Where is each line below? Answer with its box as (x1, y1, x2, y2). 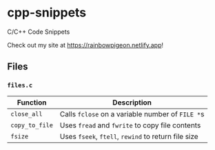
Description (112, 98, 152, 107)
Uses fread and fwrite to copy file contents (59, 120, 201, 130)
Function (17, 98, 47, 107)
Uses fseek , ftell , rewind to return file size (59, 131, 198, 141)
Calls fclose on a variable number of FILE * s (59, 109, 205, 118)
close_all (10, 110, 43, 118)
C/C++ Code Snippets (7, 28, 70, 36)
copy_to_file (10, 121, 54, 129)
